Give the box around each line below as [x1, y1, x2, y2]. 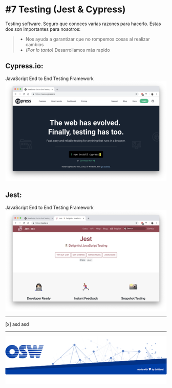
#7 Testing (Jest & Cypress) [5, 4, 126, 15]
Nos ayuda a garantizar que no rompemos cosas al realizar [25, 36, 150, 42]
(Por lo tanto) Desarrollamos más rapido [25, 47, 110, 53]
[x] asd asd [5, 321, 29, 327]
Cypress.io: [5, 62, 44, 70]
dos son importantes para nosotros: [5, 26, 81, 32]
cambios [25, 41, 44, 47]
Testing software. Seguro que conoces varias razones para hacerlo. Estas [5, 21, 161, 27]
